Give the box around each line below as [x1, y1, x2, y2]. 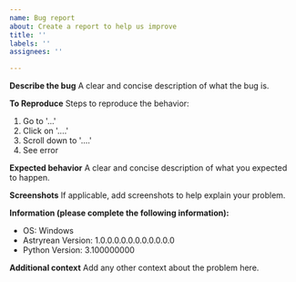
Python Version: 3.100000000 [22, 245, 135, 256]
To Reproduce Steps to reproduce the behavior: [9, 98, 189, 110]
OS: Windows [22, 225, 75, 236]
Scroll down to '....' [22, 135, 93, 146]
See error [22, 145, 59, 156]
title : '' [9, 30, 47, 39]
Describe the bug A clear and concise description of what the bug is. [9, 80, 270, 91]
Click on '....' [22, 125, 69, 137]
